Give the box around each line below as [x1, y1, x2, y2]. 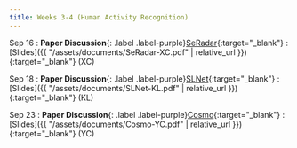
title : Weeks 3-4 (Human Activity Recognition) [9, 12, 189, 22]
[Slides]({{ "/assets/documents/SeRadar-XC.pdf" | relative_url [9, 46, 236, 58]
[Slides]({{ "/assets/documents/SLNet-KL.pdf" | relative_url [9, 82, 227, 93]
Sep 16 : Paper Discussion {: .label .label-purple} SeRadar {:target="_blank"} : [9, 37, 289, 48]
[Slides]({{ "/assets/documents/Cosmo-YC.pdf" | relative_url [9, 119, 231, 129]
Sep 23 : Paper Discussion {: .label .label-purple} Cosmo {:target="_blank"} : [9, 109, 285, 120]
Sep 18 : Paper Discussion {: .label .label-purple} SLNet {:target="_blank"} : [9, 73, 280, 84]
